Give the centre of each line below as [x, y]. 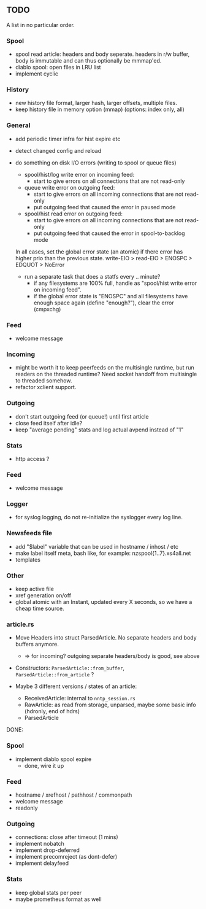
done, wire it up [44, 765]
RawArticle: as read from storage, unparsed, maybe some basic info [110, 705]
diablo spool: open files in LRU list [58, 68]
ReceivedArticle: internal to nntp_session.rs [80, 698]
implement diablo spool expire [53, 759]
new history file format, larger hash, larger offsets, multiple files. [96, 103]
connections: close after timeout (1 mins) [67, 837]
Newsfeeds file [29, 533]
